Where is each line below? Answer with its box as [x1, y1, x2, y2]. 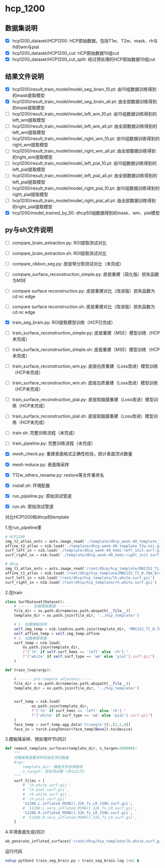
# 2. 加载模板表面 [14, 636, 47, 641]
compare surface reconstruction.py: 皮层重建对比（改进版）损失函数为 [12, 288, 156, 294]
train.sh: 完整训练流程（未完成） [12, 430, 78, 436]
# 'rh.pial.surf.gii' [23, 796, 67, 802]
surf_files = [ [14, 778, 45, 783]
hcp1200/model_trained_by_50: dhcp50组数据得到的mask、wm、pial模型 [12, 210, 160, 216]
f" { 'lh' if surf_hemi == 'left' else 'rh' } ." [31, 709, 126, 714]
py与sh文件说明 [5, 226, 53, 234]
